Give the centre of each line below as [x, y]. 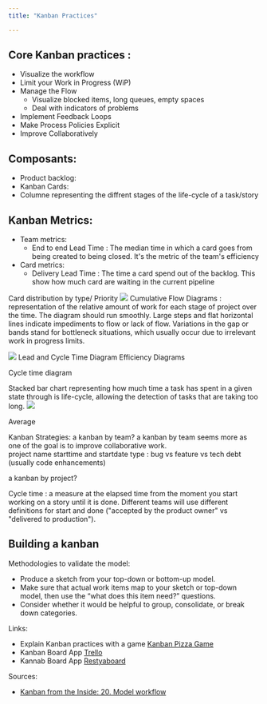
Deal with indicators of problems [85, 108]
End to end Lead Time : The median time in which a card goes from [142, 248]
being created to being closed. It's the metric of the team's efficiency [145, 257]
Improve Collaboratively [59, 133]
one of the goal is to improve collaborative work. [88, 446]
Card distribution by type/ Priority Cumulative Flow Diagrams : [115, 298]
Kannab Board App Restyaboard [73, 661]
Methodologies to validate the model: [69, 563]
